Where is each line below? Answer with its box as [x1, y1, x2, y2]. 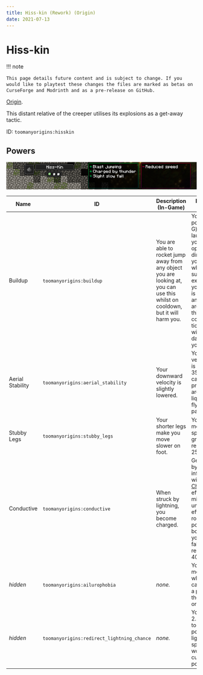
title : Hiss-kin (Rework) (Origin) [6, 10, 96, 16]
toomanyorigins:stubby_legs [42, 433, 114, 439]
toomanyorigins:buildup [42, 278, 103, 284]
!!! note [6, 63, 24, 70]
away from [156, 258, 183, 265]
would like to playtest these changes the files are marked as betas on [6, 82, 193, 88]
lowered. [156, 391, 178, 399]
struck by [156, 495, 179, 502]
